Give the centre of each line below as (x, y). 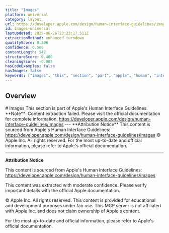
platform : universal (27, 15)
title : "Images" (22, 10)
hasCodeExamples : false (30, 66)
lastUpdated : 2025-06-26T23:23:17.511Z (47, 33)
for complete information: (31, 119)
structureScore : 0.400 (29, 57)
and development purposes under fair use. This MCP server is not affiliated (83, 205)
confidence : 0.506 (24, 47)
